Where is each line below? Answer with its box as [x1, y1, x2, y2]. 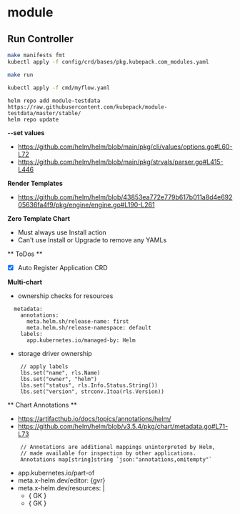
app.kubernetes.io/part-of [17, 468, 95, 477]
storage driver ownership [17, 349, 93, 357]
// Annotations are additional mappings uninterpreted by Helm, [20, 443, 216, 450]
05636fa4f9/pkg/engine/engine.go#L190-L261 [17, 200, 155, 209]
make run [7, 71, 34, 79]
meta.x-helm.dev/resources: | [17, 483, 105, 492]
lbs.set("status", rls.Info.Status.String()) [20, 382, 159, 389]
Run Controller [7, 33, 74, 45]
